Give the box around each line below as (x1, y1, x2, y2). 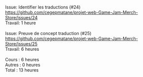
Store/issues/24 (5, 15, 38, 20)
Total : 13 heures (5, 67, 39, 73)
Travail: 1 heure (5, 20, 36, 26)
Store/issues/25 (5, 41, 38, 46)
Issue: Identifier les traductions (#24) (5, 4, 81, 10)
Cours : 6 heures (5, 57, 40, 62)
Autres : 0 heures (5, 62, 41, 68)
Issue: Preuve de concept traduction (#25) (5, 31, 92, 36)
